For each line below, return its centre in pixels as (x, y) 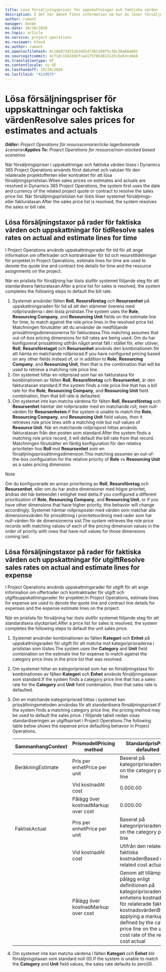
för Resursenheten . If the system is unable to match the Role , (90, 411)
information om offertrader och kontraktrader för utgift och (65, 593)
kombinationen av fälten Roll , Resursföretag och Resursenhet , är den (84, 380)
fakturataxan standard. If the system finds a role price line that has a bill (84, 385)
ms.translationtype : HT (30, 61)
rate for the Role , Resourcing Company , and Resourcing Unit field (80, 390)
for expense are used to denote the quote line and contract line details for (80, 603)
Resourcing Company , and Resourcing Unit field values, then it (77, 417)
